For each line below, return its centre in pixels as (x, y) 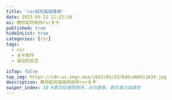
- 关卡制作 (23, 55)
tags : (13, 45)
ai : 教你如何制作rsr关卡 (33, 22)
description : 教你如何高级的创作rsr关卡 (51, 82)
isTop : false (22, 71)
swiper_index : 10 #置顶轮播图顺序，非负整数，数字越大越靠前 (73, 88)
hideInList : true (27, 34)
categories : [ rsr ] (28, 39)
